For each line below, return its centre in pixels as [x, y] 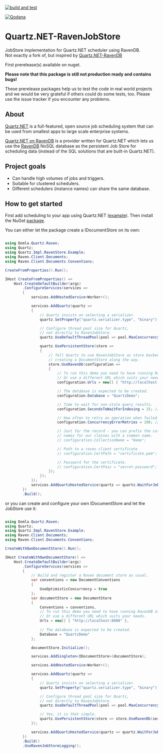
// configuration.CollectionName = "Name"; [102, 440]
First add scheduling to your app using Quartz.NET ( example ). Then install [79, 216]
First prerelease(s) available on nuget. [43, 65]
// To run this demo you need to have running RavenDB [96, 612]
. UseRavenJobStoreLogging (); [52, 746]
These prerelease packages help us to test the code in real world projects [79, 89]
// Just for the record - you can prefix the [104, 431]
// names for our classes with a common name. [105, 436]
